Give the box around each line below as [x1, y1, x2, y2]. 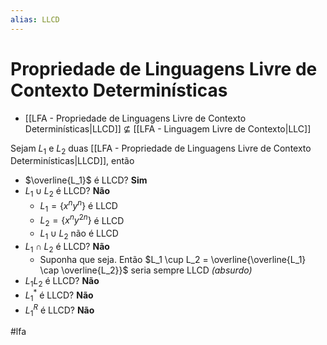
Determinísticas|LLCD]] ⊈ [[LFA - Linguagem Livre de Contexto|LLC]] [24, 122, 312, 135]
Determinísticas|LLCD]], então [10, 155, 135, 167]
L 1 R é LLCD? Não [24, 302, 95, 318]
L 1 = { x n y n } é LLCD [39, 198, 118, 214]
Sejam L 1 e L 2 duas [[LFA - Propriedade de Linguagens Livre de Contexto [10, 142, 312, 156]
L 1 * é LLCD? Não [24, 287, 94, 303]
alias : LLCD [10, 14, 60, 25]
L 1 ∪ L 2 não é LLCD [39, 227, 119, 241]
